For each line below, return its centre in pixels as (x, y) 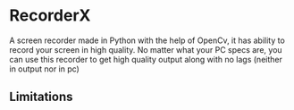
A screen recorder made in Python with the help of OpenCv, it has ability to (147, 40)
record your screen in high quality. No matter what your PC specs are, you (146, 49)
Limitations (41, 97)
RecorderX (50, 16)
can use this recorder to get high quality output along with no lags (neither (146, 59)
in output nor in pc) (45, 69)
